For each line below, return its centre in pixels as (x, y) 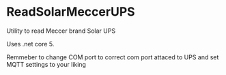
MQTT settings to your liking (46, 64)
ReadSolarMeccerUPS (71, 12)
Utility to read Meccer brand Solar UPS (61, 31)
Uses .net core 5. (30, 44)
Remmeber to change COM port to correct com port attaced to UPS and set (113, 57)
